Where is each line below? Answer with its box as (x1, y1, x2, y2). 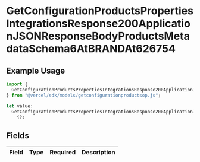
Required (49, 148, 76, 157)
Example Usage (6, 65, 65, 75)
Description (81, 148, 116, 157)
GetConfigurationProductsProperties (6, 4, 193, 18)
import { (6, 81, 28, 87)
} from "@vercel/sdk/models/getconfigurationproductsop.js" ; (6, 92, 161, 99)
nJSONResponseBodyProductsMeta (6, 30, 190, 43)
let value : (6, 103, 33, 109)
